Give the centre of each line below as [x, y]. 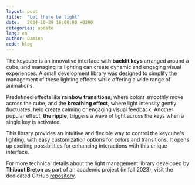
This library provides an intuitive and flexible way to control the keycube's [95, 133]
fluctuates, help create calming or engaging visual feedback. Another [90, 109]
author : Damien [25, 39]
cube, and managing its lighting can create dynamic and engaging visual [94, 67]
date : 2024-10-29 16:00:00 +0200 [50, 22]
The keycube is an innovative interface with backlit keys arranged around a [97, 61]
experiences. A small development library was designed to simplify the [92, 73]
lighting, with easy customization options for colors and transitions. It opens [98, 139]
